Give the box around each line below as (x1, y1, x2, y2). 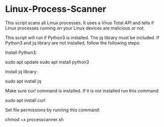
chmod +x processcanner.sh (5, 116, 64, 122)
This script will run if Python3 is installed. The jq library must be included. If (5, 35, 160, 41)
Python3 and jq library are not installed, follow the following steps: (5, 40, 141, 45)
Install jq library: (5, 68, 38, 75)
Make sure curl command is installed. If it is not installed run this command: (5, 87, 160, 93)
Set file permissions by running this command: (5, 107, 100, 113)
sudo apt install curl (5, 97, 46, 103)
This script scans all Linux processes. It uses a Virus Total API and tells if (5, 20, 154, 26)
